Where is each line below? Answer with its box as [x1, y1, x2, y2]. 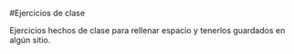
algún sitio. [9, 35, 51, 45]
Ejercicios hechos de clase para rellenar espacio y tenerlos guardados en [9, 25, 286, 35]
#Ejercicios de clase [9, 8, 85, 18]
